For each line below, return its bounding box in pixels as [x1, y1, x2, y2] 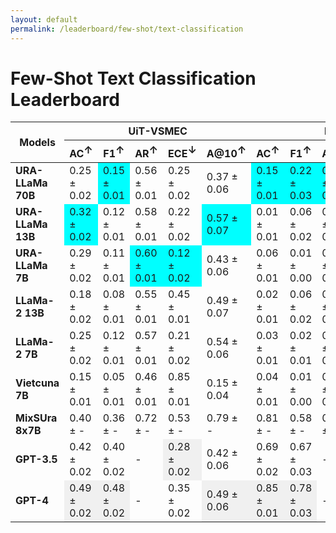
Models [19, 136, 56, 150]
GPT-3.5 [15, 452, 58, 466]
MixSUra [15, 411, 58, 425]
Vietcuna [15, 376, 60, 390]
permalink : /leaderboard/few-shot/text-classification [10, 24, 244, 34]
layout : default [10, 14, 78, 25]
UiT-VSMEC [128, 124, 188, 138]
